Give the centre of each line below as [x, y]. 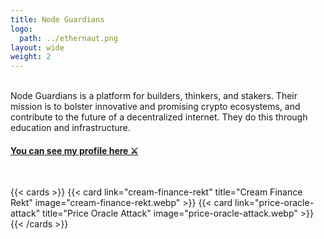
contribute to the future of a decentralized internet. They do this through [159, 117]
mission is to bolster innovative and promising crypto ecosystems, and [155, 107]
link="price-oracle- [274, 203]
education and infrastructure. [70, 128]
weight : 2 [31, 57]
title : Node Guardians [57, 19]
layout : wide [37, 47]
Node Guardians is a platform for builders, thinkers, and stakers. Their [154, 96]
